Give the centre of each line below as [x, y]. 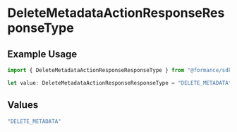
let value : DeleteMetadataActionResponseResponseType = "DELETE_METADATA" [120, 83]
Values [23, 105]
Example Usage [42, 54]
